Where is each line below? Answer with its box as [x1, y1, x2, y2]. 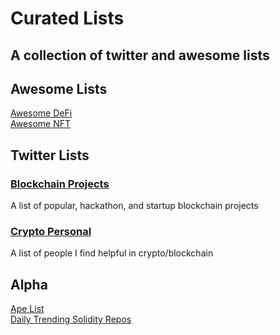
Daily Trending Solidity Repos [10, 313, 132, 326]
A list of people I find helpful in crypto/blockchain [10, 247, 214, 259]
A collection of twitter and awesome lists [10, 47, 270, 64]
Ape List [10, 303, 45, 315]
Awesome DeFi [10, 107, 73, 119]
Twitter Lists [10, 147, 90, 164]
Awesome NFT [10, 118, 72, 130]
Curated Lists [10, 7, 125, 30]
